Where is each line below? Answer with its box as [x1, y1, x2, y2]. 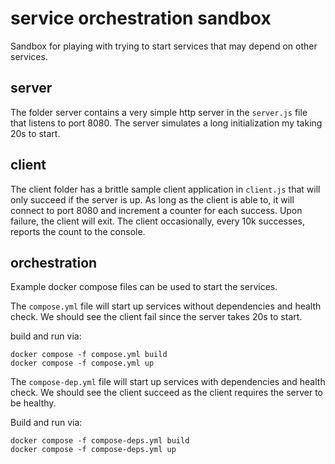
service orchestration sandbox [10, 7, 272, 30]
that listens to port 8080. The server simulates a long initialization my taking [10, 117, 323, 129]
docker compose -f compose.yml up [10, 358, 155, 369]
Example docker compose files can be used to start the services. [10, 281, 278, 293]
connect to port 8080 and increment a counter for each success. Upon [10, 204, 303, 216]
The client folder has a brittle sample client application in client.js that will [10, 183, 321, 195]
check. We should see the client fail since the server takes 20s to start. [10, 311, 303, 323]
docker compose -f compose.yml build [10, 350, 168, 360]
